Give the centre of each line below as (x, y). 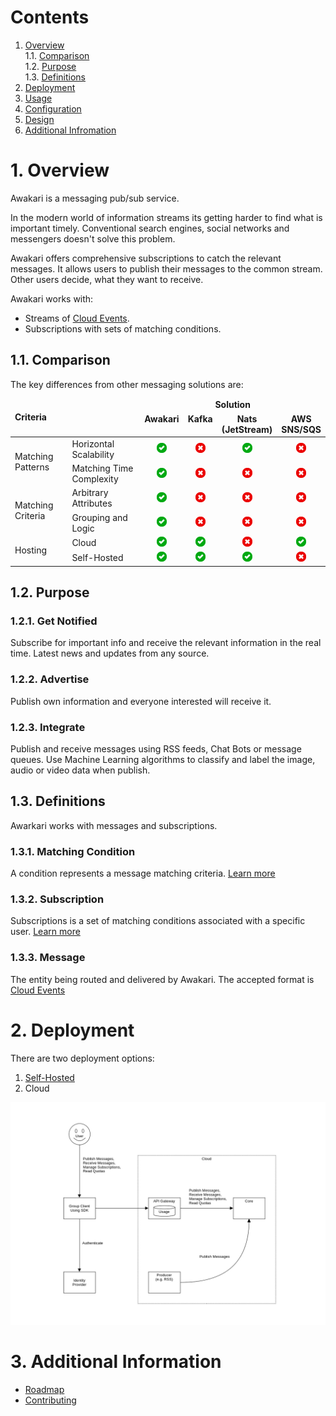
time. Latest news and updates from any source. (110, 653)
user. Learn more (45, 932)
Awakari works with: (52, 298)
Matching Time (102, 468)
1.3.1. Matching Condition (73, 851)
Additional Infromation (70, 130)
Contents (50, 17)
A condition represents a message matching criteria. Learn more (143, 873)
